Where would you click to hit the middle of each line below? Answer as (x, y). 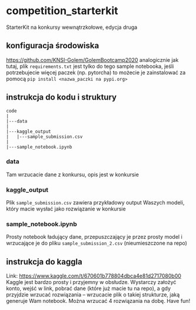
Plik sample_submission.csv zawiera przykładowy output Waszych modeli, (95, 203)
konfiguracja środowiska (53, 46)
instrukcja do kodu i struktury (61, 98)
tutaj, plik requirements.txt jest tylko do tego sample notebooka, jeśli (90, 66)
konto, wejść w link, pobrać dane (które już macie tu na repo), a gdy (89, 288)
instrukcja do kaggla (44, 261)
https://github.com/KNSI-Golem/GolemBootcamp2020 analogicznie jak (92, 60)
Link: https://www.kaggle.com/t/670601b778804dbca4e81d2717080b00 (94, 276)
